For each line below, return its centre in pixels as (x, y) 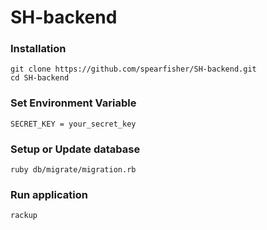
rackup (24, 216)
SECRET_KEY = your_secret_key (73, 124)
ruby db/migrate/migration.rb (73, 170)
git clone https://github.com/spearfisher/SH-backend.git (133, 69)
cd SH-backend (40, 78)
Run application (49, 194)
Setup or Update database (75, 149)
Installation (38, 49)
